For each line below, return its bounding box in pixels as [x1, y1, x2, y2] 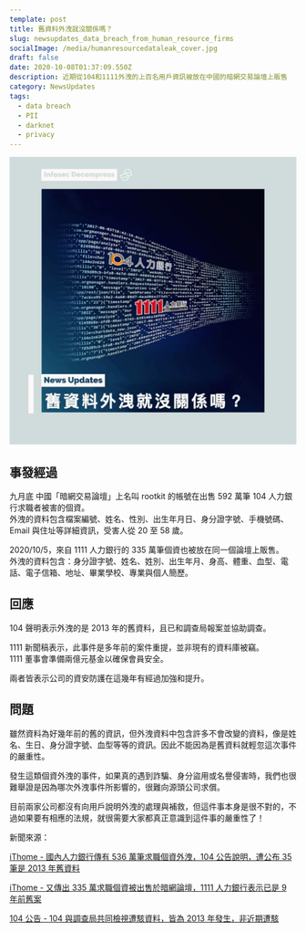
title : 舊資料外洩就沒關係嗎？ [9, 24, 113, 34]
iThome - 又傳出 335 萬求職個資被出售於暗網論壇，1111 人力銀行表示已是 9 [9, 882, 287, 893]
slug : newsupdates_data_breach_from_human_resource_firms [9, 34, 234, 43]
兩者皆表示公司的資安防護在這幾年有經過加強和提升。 [9, 672, 209, 684]
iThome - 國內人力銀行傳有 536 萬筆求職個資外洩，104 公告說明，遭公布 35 [9, 851, 292, 862]
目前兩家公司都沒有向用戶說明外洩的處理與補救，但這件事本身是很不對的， [9, 801, 289, 812]
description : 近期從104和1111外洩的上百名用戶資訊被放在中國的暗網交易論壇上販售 [9, 73, 289, 82]
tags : [9, 91, 30, 100]
